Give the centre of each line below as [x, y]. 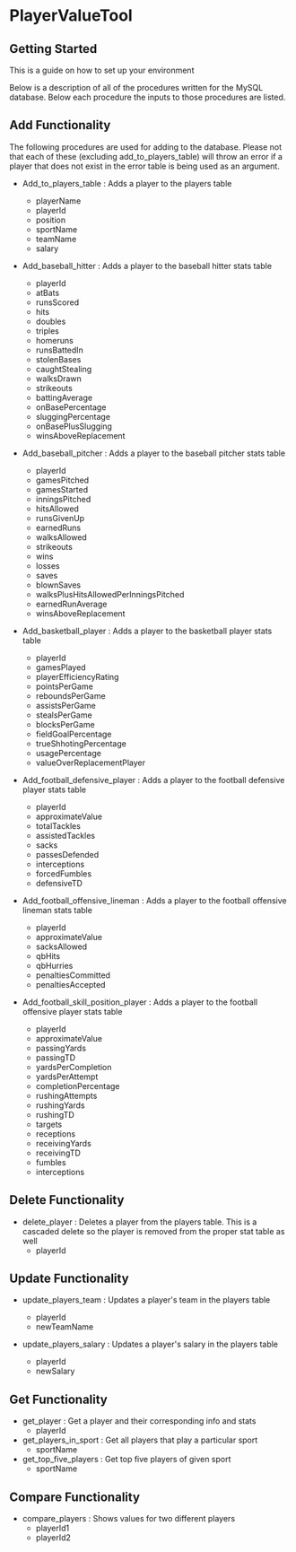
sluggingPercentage [73, 416]
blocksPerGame [65, 724]
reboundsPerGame [70, 695]
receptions [56, 1133]
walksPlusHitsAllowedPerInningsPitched [110, 594]
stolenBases [58, 359]
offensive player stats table [72, 1011]
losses [48, 565]
